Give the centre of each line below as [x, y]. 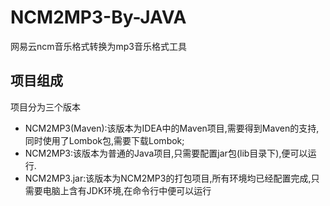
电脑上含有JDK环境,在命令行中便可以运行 [127, 190]
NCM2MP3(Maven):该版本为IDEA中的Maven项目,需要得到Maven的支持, [172, 128]
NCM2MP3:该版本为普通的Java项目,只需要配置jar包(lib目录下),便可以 [166, 153]
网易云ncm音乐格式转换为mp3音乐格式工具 [99, 46]
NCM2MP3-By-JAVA [98, 17]
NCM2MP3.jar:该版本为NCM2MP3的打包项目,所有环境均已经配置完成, [168, 178]
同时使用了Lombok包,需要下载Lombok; [104, 140]
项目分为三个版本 [45, 107]
